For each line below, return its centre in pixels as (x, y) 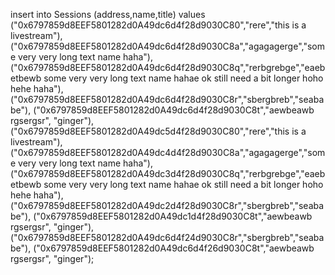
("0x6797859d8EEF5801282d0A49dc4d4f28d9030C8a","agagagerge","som (168, 152)
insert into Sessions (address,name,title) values (108, 14)
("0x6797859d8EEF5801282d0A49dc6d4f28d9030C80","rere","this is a (158, 25)
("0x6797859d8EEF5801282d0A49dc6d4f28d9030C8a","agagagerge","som (167, 46)
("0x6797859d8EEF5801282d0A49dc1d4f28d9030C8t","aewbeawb (173, 216)
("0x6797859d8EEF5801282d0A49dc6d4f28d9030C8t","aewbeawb (174, 110)
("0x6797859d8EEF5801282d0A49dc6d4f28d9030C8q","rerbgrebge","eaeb (168, 67)
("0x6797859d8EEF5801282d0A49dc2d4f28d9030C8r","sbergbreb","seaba (167, 205)
